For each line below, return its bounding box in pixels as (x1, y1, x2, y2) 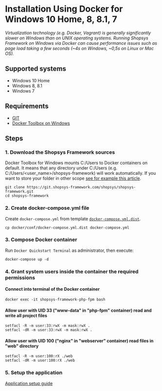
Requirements (5, 102, 49, 111)
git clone (5, 185, 25, 190)
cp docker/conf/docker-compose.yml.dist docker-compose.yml (5, 225, 130, 230)
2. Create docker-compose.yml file (5, 205, 90, 211)
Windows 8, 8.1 (12, 83, 42, 89)
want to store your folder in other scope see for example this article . (5, 175, 142, 181)
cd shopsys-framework (5, 193, 49, 198)
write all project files (5, 313, 48, 318)
